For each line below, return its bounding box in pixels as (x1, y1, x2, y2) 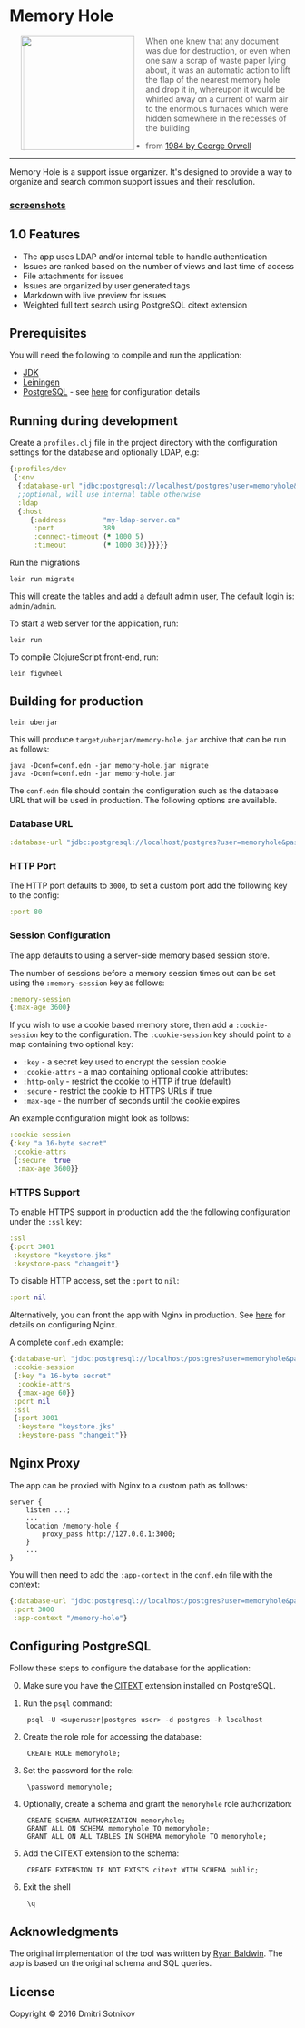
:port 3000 (13, 1605, 54, 1614)
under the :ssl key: (9, 1216, 83, 1226)
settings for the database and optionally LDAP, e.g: (9, 447, 200, 458)
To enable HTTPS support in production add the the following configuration (9, 1206, 291, 1217)
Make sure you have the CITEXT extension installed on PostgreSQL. (22, 1680, 276, 1691)
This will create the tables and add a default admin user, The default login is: (9, 590, 295, 601)
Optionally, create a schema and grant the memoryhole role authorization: (22, 1799, 293, 1810)
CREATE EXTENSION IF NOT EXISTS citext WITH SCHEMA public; (26, 1866, 260, 1875)
